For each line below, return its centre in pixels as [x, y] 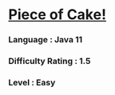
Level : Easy [32, 82]
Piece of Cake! [57, 15]
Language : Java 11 [46, 40]
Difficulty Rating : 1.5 [50, 61]
